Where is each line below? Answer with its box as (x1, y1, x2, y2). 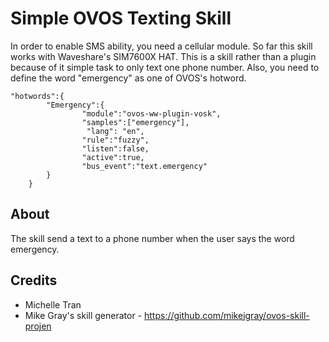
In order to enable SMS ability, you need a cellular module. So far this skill (10, 40, 313, 52)
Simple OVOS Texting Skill (10, 7, 232, 30)
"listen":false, (81, 143, 150, 154)
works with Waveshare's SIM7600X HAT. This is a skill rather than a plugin (10, 50, 317, 62)
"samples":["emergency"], (81, 117, 190, 127)
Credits (10, 272, 58, 289)
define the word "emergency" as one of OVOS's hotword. (10, 72, 247, 84)
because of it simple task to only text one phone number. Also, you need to (10, 61, 320, 73)
